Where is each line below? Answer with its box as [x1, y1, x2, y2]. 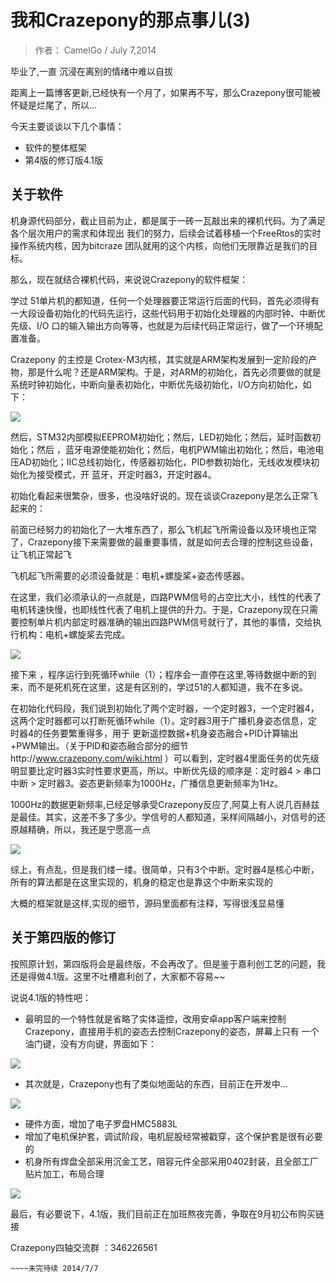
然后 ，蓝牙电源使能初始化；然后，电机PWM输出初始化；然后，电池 [36, 443, 316, 455]
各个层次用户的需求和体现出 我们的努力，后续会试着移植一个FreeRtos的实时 [10, 227, 322, 239]
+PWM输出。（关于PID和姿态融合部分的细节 [10, 739, 189, 751]
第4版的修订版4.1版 [24, 154, 103, 166]
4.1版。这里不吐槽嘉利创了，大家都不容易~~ [44, 970, 226, 982]
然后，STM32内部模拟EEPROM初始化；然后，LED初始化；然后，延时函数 [10, 431, 313, 443]
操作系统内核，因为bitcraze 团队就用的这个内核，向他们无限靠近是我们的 [10, 239, 310, 251]
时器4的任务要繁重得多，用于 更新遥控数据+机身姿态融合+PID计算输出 [10, 727, 299, 739]
